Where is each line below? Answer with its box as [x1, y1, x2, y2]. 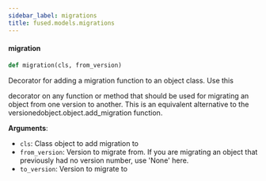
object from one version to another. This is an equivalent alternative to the [8, 99, 249, 109]
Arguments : [8, 123, 49, 133]
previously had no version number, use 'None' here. [19, 156, 189, 165]
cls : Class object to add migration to [19, 138, 139, 148]
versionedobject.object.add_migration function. [8, 108, 163, 117]
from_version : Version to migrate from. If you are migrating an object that [19, 147, 258, 156]
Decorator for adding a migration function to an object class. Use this [8, 75, 234, 85]
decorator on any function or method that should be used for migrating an [8, 90, 249, 100]
